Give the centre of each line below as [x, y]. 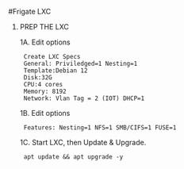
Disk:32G [38, 78]
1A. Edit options [45, 42]
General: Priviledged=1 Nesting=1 [80, 63]
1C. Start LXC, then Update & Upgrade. [83, 142]
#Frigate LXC [30, 12]
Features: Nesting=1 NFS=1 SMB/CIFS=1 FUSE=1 [100, 128]
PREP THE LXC [44, 27]
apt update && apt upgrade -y [73, 157]
